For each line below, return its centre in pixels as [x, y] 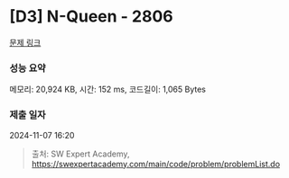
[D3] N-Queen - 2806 [91, 17]
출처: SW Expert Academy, [80, 154]
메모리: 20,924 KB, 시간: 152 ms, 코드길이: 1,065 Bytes [107, 89]
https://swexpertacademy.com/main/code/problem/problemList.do [156, 164]
